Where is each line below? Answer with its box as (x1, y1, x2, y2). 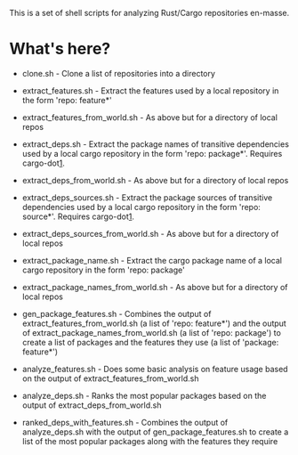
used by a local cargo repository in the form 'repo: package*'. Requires (21, 148, 283, 158)
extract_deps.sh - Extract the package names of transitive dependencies (21, 138, 289, 150)
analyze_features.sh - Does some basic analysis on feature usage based (21, 363, 288, 374)
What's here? (9, 39, 111, 59)
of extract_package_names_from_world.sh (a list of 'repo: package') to (21, 327, 282, 337)
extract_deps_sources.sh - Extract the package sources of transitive (21, 191, 273, 203)
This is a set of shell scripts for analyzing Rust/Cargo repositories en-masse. (9, 8, 290, 18)
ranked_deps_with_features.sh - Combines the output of (21, 417, 229, 427)
